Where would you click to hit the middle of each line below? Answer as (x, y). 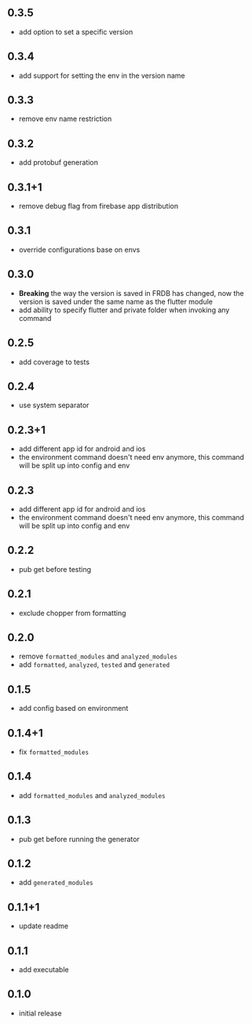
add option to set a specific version (76, 31)
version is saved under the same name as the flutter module (116, 301)
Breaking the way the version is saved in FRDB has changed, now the (131, 293)
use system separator (54, 405)
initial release (40, 1013)
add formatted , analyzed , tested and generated (94, 665)
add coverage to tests (54, 362)
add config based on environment (73, 709)
